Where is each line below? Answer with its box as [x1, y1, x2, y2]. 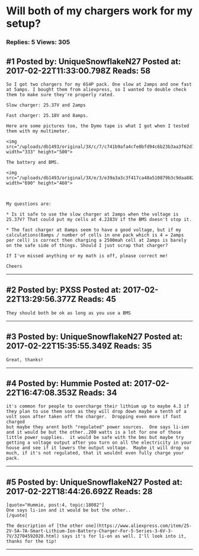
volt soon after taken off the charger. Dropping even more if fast [6, 414, 182, 420]
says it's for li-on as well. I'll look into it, [62, 533, 187, 539]
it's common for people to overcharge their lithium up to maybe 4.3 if [6, 403, 190, 409]
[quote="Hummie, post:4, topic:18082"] [6, 502, 105, 508]
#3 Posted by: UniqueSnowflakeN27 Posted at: [6, 331, 183, 342]
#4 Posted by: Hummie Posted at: [6, 378, 133, 388]
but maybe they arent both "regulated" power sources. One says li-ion [6, 424, 190, 430]
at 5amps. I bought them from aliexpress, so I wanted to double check [6, 86, 187, 93]
